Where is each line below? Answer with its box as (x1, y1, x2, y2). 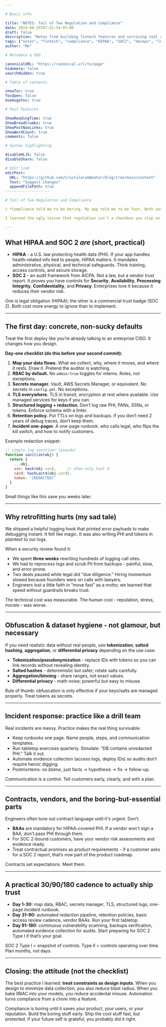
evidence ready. (12, 841, 45, 847)
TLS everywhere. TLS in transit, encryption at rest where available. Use (12, 391, 159, 397)
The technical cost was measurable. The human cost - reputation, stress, (5, 596, 154, 603)
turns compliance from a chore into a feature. (5, 996, 97, 1002)
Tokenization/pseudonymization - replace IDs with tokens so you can (12, 657, 157, 663)
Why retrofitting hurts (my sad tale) (5, 513, 117, 521)
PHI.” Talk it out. (12, 750, 45, 757)
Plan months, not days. (5, 948, 52, 954)
